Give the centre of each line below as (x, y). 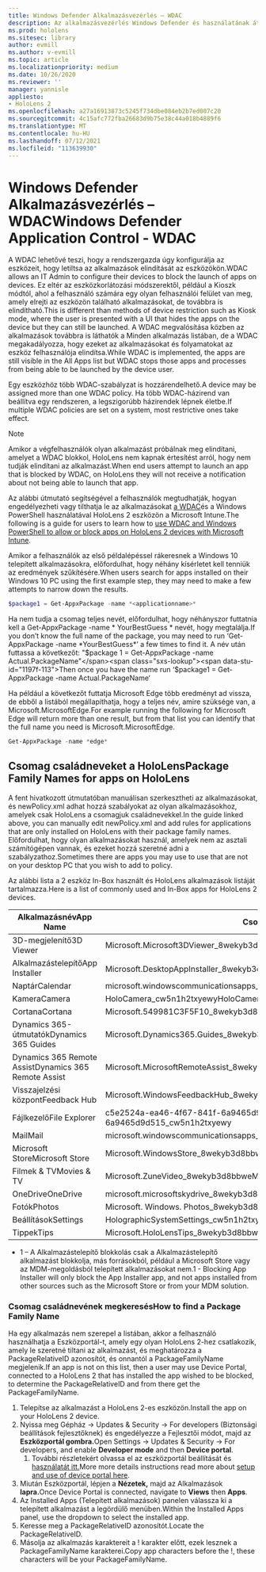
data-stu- (238, 661)
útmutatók (31, 1034)
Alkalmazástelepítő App (55, 962)
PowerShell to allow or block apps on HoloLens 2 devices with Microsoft (126, 532)
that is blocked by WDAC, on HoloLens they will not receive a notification (127, 474)
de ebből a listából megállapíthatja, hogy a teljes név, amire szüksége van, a (132, 702)
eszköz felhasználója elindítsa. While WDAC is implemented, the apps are (127, 353)
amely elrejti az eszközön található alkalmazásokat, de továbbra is (116, 302)
